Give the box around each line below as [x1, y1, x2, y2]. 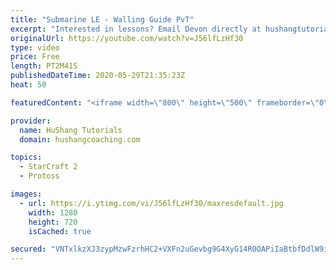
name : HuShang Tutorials [19, 125, 123, 135]
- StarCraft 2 [19, 162, 78, 172]
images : [10, 189, 43, 199]
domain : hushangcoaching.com [19, 134, 141, 145]
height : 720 [28, 217, 78, 227]
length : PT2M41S [10, 61, 78, 71]
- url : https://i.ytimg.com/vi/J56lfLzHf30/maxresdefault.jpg [19, 198, 284, 208]
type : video [10, 42, 60, 53]
